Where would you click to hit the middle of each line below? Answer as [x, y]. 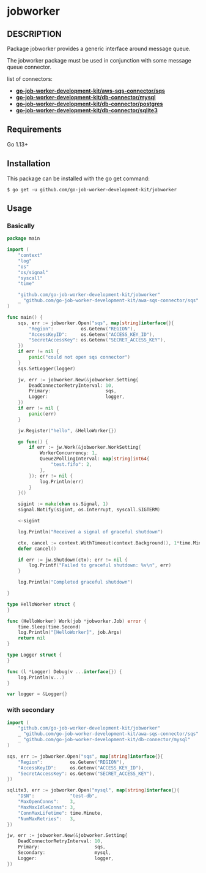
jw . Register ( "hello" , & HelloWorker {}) [67, 430]
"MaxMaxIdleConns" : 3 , [47, 807]
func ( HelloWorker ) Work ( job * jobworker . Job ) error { [77, 621]
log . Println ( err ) [62, 482]
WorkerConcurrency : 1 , [68, 453]
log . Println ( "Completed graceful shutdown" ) [75, 582]
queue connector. [29, 67]
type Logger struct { [35, 655]
